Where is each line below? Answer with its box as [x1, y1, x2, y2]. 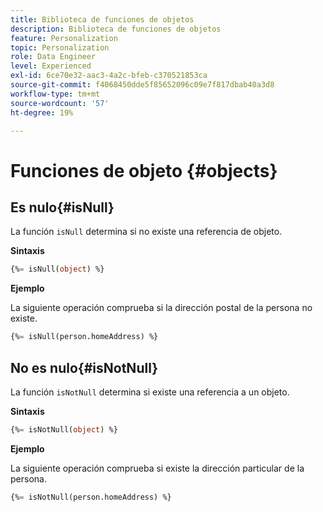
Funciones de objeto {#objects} [10, 159, 278, 182]
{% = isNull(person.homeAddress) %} [10, 332, 159, 342]
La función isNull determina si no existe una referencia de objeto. [10, 226, 283, 238]
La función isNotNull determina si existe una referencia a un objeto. [10, 386, 290, 398]
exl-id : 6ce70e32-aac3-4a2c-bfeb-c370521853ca [10, 71, 208, 81]
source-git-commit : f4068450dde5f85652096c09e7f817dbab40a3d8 [10, 80, 275, 90]
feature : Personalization [10, 33, 118, 43]
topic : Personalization [10, 42, 110, 53]
